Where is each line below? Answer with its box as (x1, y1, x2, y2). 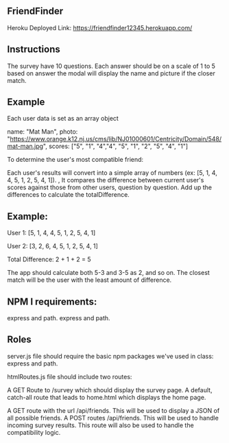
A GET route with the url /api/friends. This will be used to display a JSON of (7, 406, 220, 414)
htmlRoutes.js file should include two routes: (7, 372, 132, 381)
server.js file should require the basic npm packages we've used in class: (7, 352, 214, 360)
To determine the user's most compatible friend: (7, 156, 144, 164)
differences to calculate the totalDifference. (7, 191, 130, 199)
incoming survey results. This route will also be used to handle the (7, 421, 194, 429)
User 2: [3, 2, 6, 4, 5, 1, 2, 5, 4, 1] (7, 242, 98, 250)
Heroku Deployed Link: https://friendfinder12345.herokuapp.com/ (7, 23, 193, 32)
